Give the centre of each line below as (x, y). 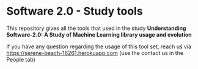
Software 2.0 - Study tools (75, 11)
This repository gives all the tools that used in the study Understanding (96, 28)
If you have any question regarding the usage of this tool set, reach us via (99, 46)
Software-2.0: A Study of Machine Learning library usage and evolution (99, 34)
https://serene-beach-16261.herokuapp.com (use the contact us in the (95, 53)
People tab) (21, 59)
